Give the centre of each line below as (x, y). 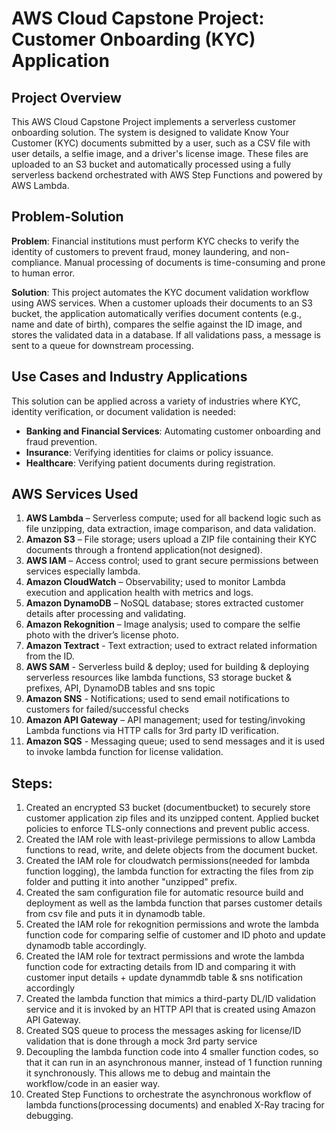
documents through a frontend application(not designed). (144, 550)
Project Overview (66, 97)
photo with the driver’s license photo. (102, 635)
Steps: (32, 783)
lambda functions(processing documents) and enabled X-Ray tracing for (175, 1105)
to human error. (43, 273)
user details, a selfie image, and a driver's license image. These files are (160, 153)
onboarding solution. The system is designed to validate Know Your (150, 132)
